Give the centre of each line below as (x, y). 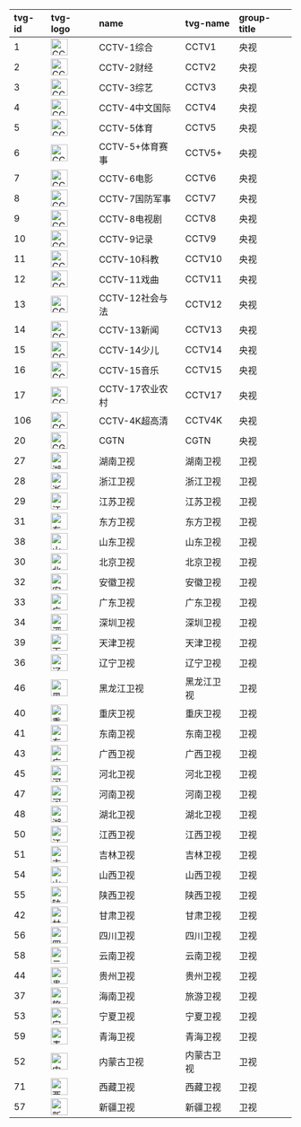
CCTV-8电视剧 (130, 219)
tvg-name (207, 23)
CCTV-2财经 (126, 68)
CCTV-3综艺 (126, 87)
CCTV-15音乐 (129, 370)
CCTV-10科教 (129, 259)
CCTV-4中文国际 (135, 108)
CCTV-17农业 (129, 389)
